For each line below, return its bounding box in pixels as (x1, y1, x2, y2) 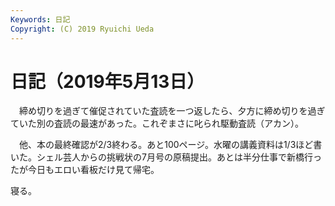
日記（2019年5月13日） (10, 70, 205, 93)
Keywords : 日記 (10, 14, 71, 25)
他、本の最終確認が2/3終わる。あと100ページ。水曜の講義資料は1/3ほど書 (18, 139, 323, 151)
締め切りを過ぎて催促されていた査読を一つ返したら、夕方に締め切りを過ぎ (18, 105, 326, 117)
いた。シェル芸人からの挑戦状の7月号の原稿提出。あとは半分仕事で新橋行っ (10, 151, 322, 163)
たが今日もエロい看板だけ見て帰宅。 (10, 164, 160, 176)
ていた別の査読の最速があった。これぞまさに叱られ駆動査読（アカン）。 (10, 117, 304, 130)
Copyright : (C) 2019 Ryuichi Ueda (10, 24, 155, 34)
